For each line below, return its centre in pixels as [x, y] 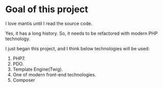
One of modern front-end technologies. [54, 74]
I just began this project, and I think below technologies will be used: [77, 48]
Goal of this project [47, 9]
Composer [24, 80]
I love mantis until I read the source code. [49, 23]
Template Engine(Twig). [38, 69]
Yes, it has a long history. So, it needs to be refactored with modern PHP [81, 33]
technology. [18, 39]
